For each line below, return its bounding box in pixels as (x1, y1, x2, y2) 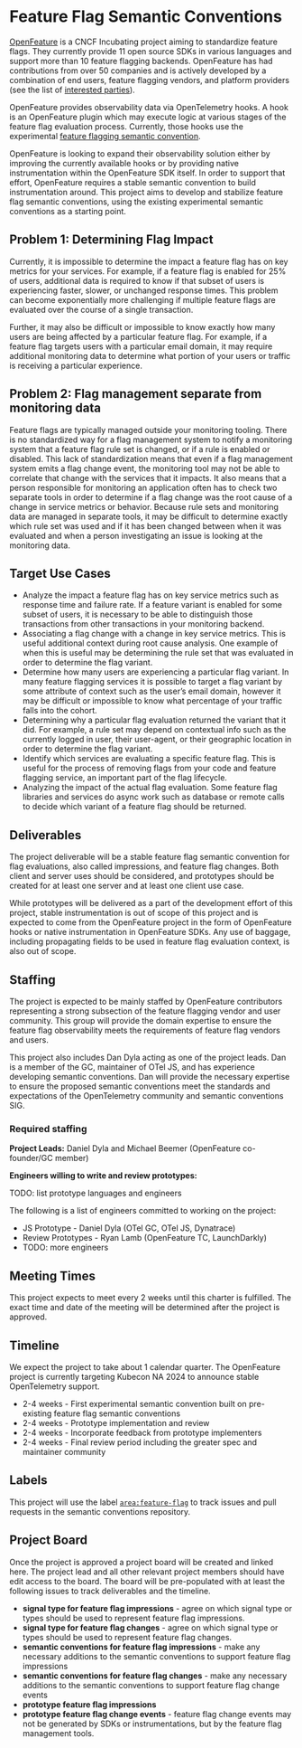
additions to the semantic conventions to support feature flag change (22, 1679, 280, 1690)
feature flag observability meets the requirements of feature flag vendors (9, 1025, 281, 1035)
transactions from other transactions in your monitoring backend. (22, 619, 265, 629)
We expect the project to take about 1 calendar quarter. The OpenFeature (9, 1361, 281, 1372)
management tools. (22, 1727, 95, 1738)
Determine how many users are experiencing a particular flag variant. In (22, 666, 289, 677)
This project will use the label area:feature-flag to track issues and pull (9, 1497, 277, 1507)
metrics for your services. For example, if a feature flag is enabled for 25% (9, 265, 287, 277)
